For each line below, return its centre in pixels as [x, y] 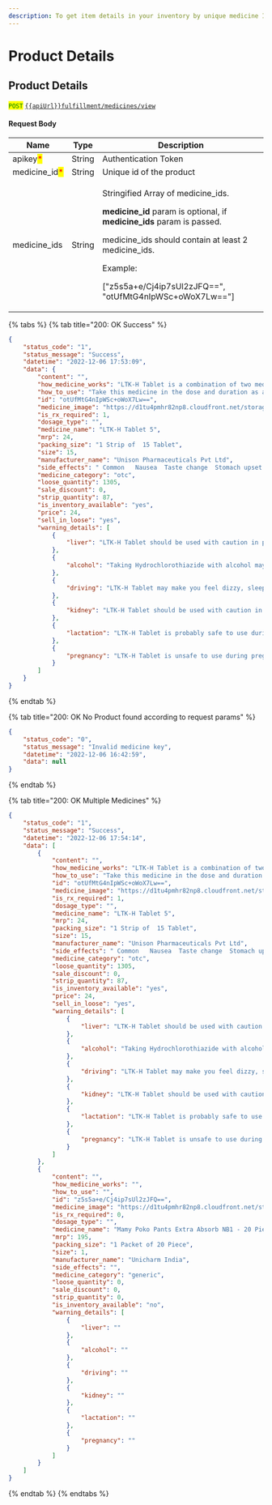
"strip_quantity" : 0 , [88, 1298]
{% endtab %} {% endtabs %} [59, 1494]
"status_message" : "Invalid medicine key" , [98, 747]
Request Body [32, 124]
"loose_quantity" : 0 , [88, 1282]
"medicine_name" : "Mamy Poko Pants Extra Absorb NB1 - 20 [151, 1230]
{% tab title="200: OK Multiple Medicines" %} [85, 801]
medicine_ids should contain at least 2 [175, 240]
